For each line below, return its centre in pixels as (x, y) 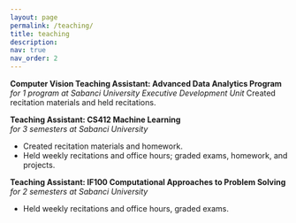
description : (34, 42)
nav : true (28, 50)
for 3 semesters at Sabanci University (79, 129)
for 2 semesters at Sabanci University (79, 192)
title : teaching (40, 34)
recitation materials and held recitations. (83, 102)
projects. (39, 165)
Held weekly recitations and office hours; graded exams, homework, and (155, 155)
